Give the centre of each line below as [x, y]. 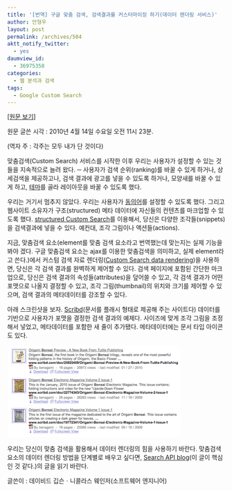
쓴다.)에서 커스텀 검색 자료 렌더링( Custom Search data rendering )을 [108, 260]
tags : [15, 88]
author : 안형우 [27, 22]
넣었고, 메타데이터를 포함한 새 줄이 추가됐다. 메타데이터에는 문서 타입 [112, 327]
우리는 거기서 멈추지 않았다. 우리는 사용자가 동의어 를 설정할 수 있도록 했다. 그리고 [116, 202]
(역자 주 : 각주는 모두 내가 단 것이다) [55, 147]
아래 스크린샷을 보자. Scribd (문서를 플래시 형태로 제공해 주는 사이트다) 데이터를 [114, 310]
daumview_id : [26, 59]
